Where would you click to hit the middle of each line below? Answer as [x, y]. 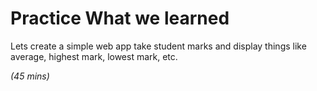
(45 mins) [30, 76]
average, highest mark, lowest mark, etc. [94, 56]
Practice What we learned [120, 18]
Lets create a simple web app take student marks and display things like [158, 46]
